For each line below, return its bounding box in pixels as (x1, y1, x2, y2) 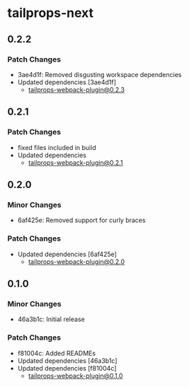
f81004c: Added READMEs (17, 349, 96, 357)
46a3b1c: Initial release (17, 315, 85, 323)
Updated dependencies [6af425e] (17, 250, 117, 258)
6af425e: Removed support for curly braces (17, 216, 147, 224)
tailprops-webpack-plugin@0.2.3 (28, 85, 125, 93)
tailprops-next (7, 5, 94, 21)
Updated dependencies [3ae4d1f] (17, 78, 117, 86)
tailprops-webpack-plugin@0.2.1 (28, 158, 123, 167)
